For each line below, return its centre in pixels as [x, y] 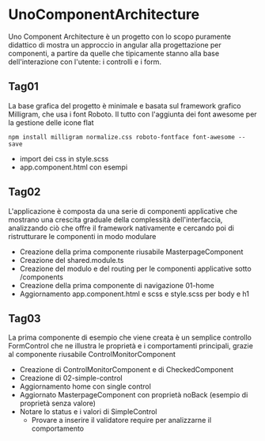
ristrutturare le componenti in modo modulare [82, 236]
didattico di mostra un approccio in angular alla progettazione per [115, 44]
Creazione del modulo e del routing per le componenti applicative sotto [135, 268]
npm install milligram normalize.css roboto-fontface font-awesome [122, 137]
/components [42, 277]
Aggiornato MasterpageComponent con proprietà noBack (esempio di [134, 395]
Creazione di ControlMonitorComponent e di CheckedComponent [127, 370]
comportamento [58, 428]
